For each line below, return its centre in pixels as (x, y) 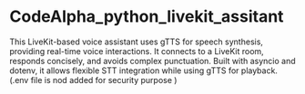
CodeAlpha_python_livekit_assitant (147, 17)
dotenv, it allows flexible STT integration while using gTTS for (124, 70)
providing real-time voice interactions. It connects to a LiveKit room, (137, 51)
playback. (259, 70)
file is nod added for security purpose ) (104, 80)
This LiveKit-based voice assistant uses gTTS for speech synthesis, (137, 42)
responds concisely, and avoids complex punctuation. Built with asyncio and (152, 61)
